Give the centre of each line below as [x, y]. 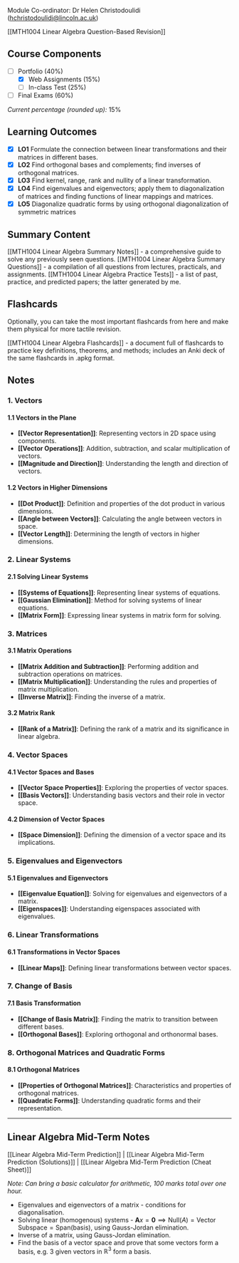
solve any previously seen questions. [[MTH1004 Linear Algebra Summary [116, 259]
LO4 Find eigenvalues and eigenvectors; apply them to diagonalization [121, 189]
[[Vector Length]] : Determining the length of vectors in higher [109, 534]
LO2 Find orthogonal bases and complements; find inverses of [109, 165]
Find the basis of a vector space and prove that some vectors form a [118, 1242]
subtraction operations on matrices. [70, 674]
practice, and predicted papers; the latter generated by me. [94, 282]
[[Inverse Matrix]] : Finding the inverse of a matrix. [91, 697]
